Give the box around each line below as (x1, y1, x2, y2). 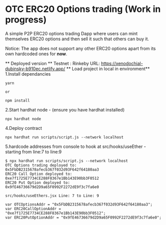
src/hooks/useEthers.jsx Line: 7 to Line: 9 (5, 193, 99, 198)
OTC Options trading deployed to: (5, 163, 77, 168)
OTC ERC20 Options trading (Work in (5, 3, 161, 15)
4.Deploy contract (5, 125, 42, 131)
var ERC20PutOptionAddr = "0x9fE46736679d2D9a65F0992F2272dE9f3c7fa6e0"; (5, 215, 162, 220)
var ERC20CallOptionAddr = (5, 206, 61, 211)
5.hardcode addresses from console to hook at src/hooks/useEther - (5, 143, 146, 149)
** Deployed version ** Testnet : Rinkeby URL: (5, 60, 100, 66)
